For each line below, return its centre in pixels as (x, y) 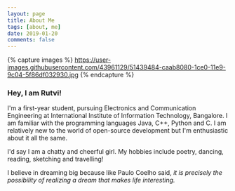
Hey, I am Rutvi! (34, 93)
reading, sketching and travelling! (55, 159)
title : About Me (31, 20)
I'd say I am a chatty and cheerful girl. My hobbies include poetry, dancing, (116, 152)
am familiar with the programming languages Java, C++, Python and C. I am (117, 123)
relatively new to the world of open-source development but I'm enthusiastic (118, 131)
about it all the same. (38, 138)
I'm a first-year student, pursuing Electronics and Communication (102, 108)
